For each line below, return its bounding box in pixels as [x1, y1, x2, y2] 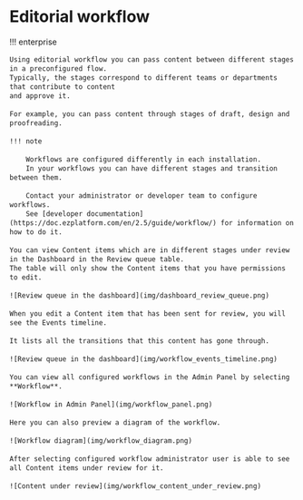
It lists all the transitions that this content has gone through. [9, 336, 270, 346]
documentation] [86, 209, 144, 219]
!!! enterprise [9, 36, 57, 47]
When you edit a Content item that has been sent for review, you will [9, 309, 286, 319]
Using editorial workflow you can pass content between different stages [9, 54, 295, 64]
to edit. [9, 272, 43, 282]
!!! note [9, 136, 43, 146]
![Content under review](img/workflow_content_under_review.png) [9, 481, 261, 491]
